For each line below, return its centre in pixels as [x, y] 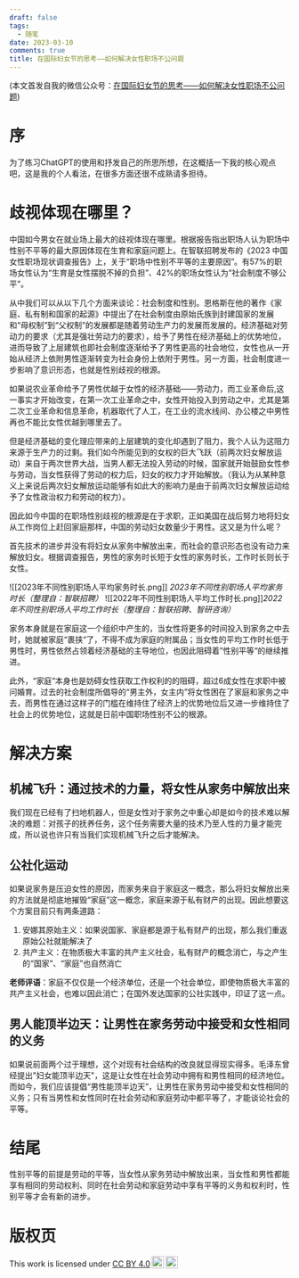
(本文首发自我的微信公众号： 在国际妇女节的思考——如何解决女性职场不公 [143, 85]
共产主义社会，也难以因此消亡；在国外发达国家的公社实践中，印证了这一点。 [149, 993]
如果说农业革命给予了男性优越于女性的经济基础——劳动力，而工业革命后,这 [147, 388]
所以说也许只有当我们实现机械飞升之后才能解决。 [114, 834]
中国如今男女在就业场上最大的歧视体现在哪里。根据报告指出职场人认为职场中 [149, 239]
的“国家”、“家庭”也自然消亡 [72, 963]
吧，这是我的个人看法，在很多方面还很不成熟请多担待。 [110, 173]
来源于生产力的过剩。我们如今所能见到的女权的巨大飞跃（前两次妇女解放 [141, 452]
